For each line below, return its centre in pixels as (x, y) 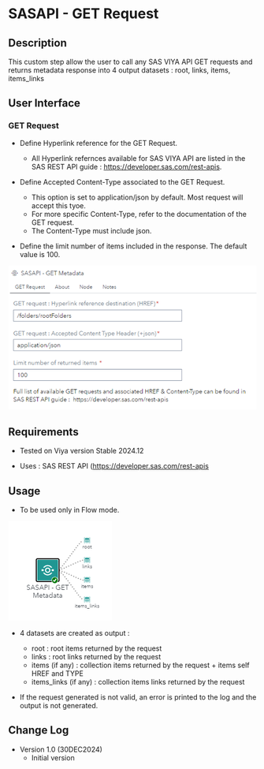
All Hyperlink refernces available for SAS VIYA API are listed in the (138, 158)
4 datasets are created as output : (74, 633)
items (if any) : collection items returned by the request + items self (140, 665)
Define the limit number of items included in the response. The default (133, 246)
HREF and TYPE (58, 673)
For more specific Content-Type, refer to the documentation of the (139, 214)
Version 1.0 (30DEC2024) (61, 749)
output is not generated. (59, 705)
